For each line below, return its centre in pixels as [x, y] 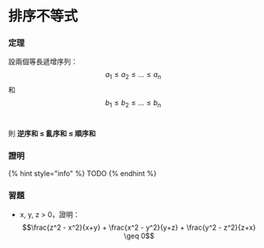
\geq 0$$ [139, 235]
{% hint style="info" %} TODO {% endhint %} [82, 174]
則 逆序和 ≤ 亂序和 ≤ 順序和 [52, 134]
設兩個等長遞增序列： [43, 62]
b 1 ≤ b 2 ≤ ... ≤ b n [133, 104]
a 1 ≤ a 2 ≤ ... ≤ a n [133, 76]
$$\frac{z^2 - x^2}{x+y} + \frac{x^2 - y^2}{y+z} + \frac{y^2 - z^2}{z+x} [139, 227]
